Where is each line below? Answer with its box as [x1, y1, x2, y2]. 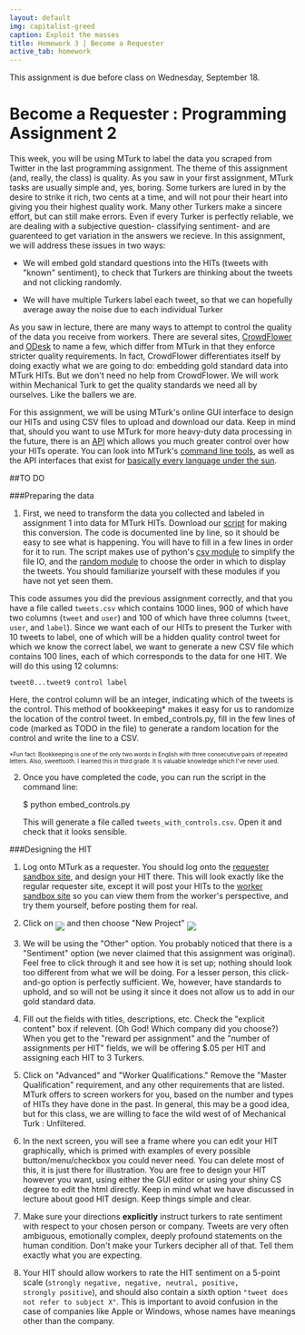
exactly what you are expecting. [22, 1250, 143, 1261]
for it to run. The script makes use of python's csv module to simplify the [22, 547, 295, 558]
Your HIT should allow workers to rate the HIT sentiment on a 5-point [22, 1268, 280, 1279]
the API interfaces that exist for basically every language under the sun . [9, 455, 278, 466]
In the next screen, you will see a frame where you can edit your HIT [22, 1136, 279, 1147]
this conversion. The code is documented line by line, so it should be [22, 528, 280, 539]
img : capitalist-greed [9, 22, 95, 31]
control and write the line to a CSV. [9, 733, 139, 744]
